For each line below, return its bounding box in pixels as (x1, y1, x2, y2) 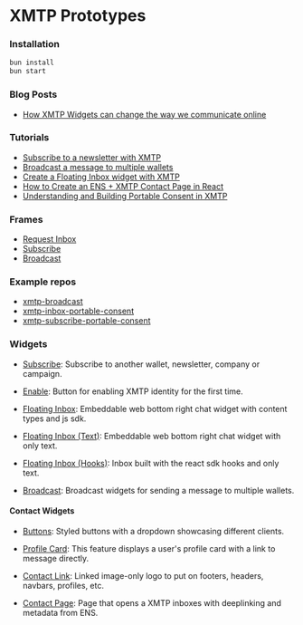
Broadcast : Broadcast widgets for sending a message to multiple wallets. (22, 485, 295, 495)
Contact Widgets (9, 505, 75, 516)
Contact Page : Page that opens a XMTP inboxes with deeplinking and (22, 597, 282, 608)
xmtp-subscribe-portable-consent (22, 315, 151, 326)
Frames (9, 213, 43, 226)
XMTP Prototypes (9, 5, 147, 26)
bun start (9, 67, 47, 76)
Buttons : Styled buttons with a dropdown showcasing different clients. (22, 525, 285, 536)
